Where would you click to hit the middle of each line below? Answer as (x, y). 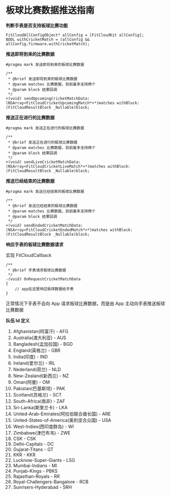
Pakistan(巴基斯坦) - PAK (39, 388)
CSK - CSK (25, 438)
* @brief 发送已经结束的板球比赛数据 (43, 206)
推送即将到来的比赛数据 (30, 54)
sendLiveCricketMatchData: (52, 162)
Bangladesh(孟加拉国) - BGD (43, 344)
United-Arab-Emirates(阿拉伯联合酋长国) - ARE (62, 414)
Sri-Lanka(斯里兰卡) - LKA (40, 407)
